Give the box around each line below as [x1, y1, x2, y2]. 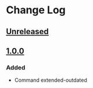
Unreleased [6, 27, 49, 36]
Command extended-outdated [14, 76, 87, 84]
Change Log [6, 3, 66, 17]
